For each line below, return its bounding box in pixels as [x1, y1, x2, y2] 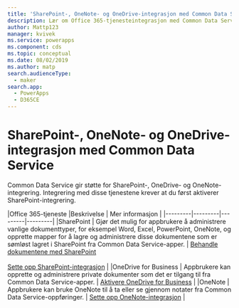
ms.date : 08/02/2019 [7, 57, 69, 64]
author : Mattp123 [7, 23, 59, 31]
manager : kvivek [7, 30, 55, 38]
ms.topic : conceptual [7, 51, 72, 58]
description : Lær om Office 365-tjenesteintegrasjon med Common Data [7, 17, 218, 24]
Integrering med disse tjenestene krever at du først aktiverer [42, 188, 219, 196]
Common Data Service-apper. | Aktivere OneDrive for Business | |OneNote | [7, 277, 230, 286]
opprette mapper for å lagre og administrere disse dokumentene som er [7, 232, 218, 240]
